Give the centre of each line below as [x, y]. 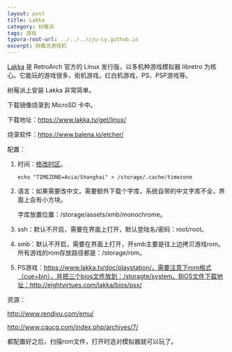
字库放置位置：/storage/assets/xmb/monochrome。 [92, 214]
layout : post [26, 14]
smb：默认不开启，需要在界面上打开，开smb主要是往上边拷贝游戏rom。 [121, 244]
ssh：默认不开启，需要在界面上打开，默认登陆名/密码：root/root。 [112, 229]
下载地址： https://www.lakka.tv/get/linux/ [67, 120]
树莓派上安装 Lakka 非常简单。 [51, 90]
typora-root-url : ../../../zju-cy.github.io [73, 40]
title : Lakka [26, 20]
